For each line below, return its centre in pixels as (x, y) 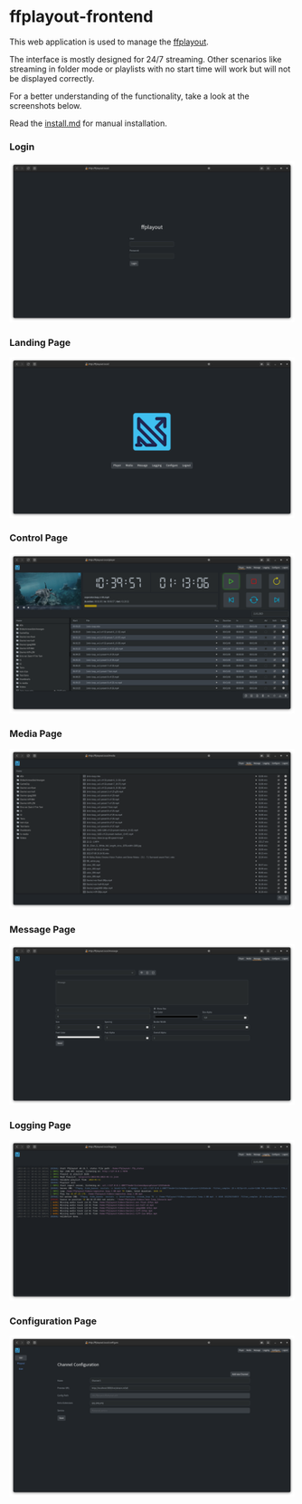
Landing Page (40, 342)
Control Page (38, 538)
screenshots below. (46, 105)
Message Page (42, 930)
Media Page (36, 733)
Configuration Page (53, 1321)
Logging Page (40, 1125)
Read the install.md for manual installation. (88, 123)
